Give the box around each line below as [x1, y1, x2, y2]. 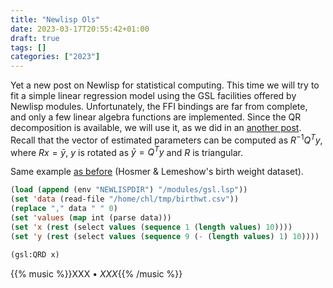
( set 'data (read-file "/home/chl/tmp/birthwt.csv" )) [10, 194, 240, 205]
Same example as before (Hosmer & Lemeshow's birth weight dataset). [10, 166, 304, 178]
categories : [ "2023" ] [10, 52, 101, 62]
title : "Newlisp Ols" [10, 14, 101, 25]
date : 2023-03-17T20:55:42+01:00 [10, 24, 150, 34]
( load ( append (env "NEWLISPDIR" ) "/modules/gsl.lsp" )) [10, 185, 248, 195]
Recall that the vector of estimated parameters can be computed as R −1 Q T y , [10, 132, 323, 146]
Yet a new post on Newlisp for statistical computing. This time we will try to [10, 79, 320, 91]
